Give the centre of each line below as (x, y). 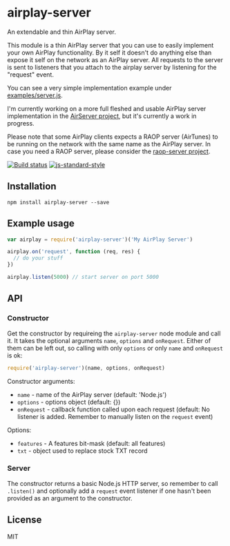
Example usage (41, 223)
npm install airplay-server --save (58, 202)
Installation (32, 187)
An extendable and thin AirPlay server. (61, 32)
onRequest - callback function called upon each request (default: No (114, 409)
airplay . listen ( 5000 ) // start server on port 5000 (83, 277)
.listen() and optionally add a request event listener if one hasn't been (109, 491)
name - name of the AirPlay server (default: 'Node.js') (92, 394)
